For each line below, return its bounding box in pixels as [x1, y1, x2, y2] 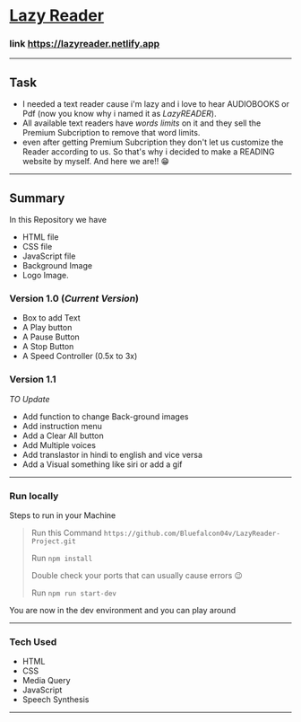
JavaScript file [21, 251, 76, 261]
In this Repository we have [9, 215, 107, 225]
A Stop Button [21, 341, 74, 352]
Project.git [30, 537, 76, 546]
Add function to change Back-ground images [21, 410, 189, 422]
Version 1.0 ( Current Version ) [9, 293, 140, 305]
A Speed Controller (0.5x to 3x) [21, 351, 138, 362]
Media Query [21, 675, 71, 686]
